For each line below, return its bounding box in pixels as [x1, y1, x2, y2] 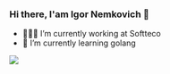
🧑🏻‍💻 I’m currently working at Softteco [21, 29, 161, 39]
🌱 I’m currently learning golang [21, 37, 136, 48]
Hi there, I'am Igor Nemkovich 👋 [9, 8, 149, 21]
